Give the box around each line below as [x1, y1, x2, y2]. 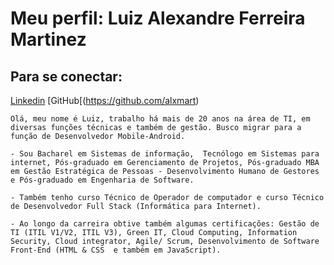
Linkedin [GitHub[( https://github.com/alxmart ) [10, 95, 200, 106]
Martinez [10, 28, 87, 51]
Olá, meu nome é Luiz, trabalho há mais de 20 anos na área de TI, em [10, 114, 311, 124]
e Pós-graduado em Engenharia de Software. [10, 175, 195, 185]
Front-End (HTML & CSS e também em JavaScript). [10, 245, 222, 255]
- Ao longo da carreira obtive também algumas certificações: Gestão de [10, 219, 320, 229]
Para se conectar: [10, 68, 123, 85]
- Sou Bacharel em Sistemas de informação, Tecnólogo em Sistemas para [10, 149, 320, 159]
